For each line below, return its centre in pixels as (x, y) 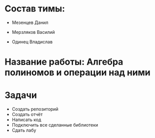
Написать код (27, 120)
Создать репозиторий (35, 109)
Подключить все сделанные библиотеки (55, 125)
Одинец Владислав (32, 42)
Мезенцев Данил (30, 22)
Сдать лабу (24, 131)
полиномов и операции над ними (77, 72)
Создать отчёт (27, 115)
